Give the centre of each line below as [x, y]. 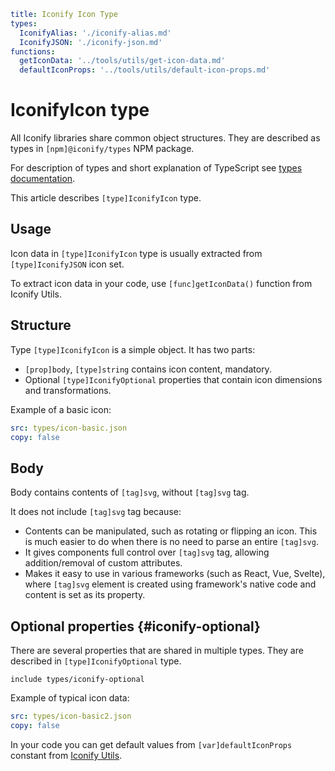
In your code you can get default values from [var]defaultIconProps [151, 744]
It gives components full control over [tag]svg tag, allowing [147, 552]
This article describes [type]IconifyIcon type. [106, 198]
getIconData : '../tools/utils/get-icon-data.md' [122, 61]
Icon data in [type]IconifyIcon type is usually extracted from [136, 253]
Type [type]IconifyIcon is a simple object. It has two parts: [133, 349]
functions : [33, 51]
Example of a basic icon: [61, 409]
